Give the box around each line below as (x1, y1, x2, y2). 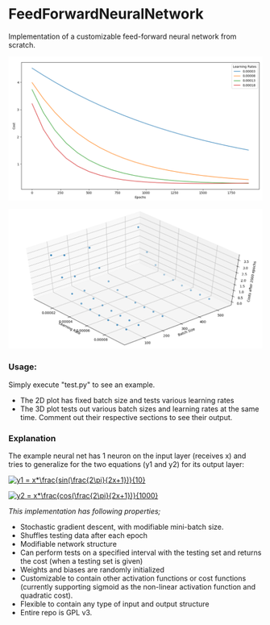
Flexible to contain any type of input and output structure (19, 599, 210, 609)
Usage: (8, 361, 38, 373)
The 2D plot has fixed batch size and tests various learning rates (19, 395, 235, 405)
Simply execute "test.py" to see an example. (8, 380, 156, 390)
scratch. (8, 40, 36, 49)
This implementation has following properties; (8, 506, 161, 516)
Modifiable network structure (19, 540, 117, 549)
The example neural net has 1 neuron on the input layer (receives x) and (8, 451, 247, 460)
